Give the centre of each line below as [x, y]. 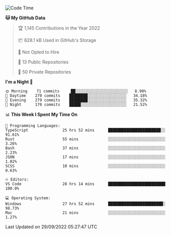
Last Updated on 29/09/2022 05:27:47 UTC [51, 227]
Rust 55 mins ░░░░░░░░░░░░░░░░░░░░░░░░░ [86, 139]
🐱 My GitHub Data [26, 18]
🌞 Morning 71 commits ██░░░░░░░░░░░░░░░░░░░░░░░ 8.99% [76, 91]
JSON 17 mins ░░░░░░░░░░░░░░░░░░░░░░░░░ [86, 157]
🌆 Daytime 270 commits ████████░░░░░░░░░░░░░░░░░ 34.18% [76, 96]
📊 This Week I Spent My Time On [41, 114]
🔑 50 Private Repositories [44, 72]
